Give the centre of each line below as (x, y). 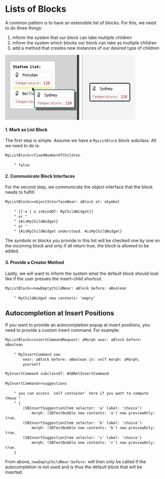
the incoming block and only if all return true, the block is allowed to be (77, 246)
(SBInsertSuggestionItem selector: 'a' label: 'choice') (82, 408)
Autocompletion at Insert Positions (60, 313)
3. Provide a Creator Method (34, 262)
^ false (22, 165)
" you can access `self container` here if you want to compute (81, 393)
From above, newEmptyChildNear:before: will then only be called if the (76, 462)
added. (12, 251)
